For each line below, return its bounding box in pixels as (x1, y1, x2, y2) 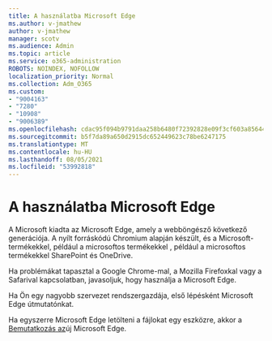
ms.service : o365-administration (8, 58, 121, 66)
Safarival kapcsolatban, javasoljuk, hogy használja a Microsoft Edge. (8, 275, 237, 285)
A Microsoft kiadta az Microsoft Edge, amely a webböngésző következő (8, 225, 248, 235)
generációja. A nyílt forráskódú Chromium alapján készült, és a (8, 233, 217, 244)
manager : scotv (8, 34, 60, 43)
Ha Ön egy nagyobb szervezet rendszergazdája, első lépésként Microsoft (8, 291, 253, 300)
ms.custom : (8, 87, 45, 96)
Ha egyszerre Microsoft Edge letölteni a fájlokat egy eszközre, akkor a (8, 315, 243, 325)
